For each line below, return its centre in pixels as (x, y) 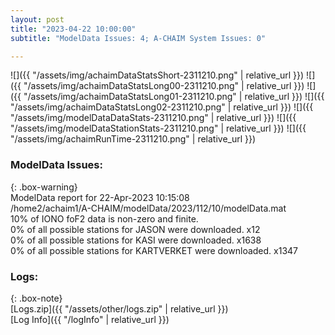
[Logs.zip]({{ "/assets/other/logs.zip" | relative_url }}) (119, 308)
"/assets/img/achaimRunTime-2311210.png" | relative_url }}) (133, 139)
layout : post (37, 19)
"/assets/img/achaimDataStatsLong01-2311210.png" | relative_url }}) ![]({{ (174, 97)
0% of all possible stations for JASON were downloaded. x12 (135, 229)
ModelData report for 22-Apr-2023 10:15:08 (100, 197)
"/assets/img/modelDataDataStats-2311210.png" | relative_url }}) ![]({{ (153, 118)
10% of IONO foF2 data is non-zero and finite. (104, 218)
